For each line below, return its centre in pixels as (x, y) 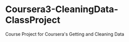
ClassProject (33, 20)
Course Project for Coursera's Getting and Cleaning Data (65, 34)
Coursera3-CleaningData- (62, 9)
